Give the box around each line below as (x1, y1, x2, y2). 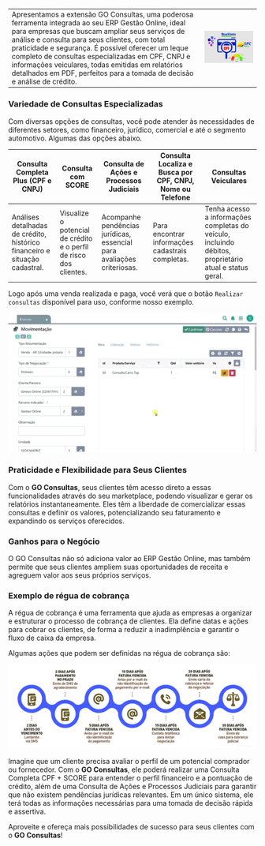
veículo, (204, 230, 230, 239)
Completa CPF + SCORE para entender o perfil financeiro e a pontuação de (8, 773, 253, 783)
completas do (204, 221, 250, 230)
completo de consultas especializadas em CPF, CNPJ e (11, 51, 191, 61)
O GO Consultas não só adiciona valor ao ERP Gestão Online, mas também (8, 553, 251, 563)
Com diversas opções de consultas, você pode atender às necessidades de (8, 116, 255, 126)
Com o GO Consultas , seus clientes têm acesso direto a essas (8, 482, 211, 492)
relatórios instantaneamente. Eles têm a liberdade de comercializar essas (8, 499, 246, 509)
